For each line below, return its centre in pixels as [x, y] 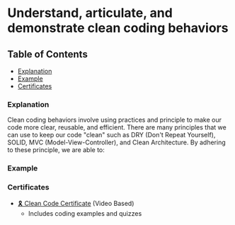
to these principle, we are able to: [56, 150]
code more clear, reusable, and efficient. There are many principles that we [117, 127]
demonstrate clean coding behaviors [118, 28]
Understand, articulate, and [90, 13]
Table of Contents [48, 54]
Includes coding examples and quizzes [85, 213]
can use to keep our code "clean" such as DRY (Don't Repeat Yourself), [111, 135]
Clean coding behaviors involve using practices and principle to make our [114, 120]
